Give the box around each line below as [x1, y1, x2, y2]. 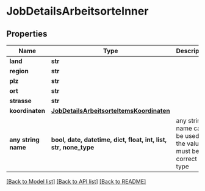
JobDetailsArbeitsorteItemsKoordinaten [51, 107, 170, 115]
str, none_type [51, 143, 95, 151]
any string [9, 135, 40, 144]
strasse [9, 96, 32, 105]
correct [176, 154, 197, 163]
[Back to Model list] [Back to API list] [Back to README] [6, 178, 146, 185]
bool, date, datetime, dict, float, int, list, [51, 135, 167, 144]
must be [176, 147, 200, 155]
